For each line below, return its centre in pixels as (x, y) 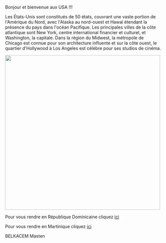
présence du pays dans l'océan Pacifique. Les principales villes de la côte (81, 27)
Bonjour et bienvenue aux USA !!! (39, 7)
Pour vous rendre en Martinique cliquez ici (48, 226)
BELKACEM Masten (25, 236)
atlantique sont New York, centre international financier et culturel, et (76, 32)
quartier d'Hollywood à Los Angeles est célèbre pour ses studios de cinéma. (83, 48)
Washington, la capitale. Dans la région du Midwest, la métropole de (75, 38)
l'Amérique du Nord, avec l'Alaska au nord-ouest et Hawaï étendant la (76, 22)
